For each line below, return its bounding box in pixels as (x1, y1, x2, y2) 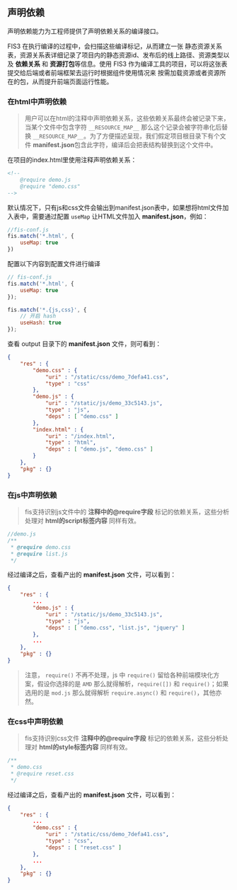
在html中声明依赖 (7, 96, 67, 106)
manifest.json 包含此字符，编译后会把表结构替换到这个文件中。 (33, 141, 217, 149)
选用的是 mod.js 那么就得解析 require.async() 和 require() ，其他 (24, 688, 216, 697)
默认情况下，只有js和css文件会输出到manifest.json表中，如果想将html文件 (7, 203, 223, 212)
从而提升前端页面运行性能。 (31, 77, 113, 86)
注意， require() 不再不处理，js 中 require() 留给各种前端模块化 (24, 671, 214, 679)
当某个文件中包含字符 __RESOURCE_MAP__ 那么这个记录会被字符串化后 (24, 123, 222, 132)
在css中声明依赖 (7, 717, 64, 727)
